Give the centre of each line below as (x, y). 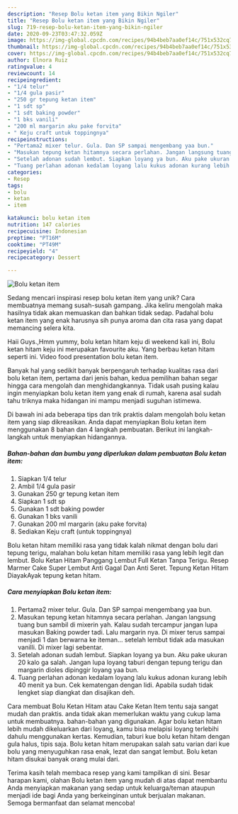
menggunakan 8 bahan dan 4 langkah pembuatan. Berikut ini (96, 429)
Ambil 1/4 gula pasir (46, 486)
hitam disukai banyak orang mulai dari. (64, 759)
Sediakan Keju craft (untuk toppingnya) (75, 532)
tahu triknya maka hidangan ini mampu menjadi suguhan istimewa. (104, 401)
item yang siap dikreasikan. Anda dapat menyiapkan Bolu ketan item (107, 422)
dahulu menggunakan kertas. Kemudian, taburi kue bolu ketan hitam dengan (119, 737)
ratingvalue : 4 (30, 67)
